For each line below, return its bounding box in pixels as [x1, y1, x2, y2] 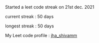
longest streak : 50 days [5, 23, 54, 29]
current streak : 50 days [5, 14, 54, 19]
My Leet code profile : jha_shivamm [5, 33, 77, 38]
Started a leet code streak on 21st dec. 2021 [5, 4, 95, 10]
